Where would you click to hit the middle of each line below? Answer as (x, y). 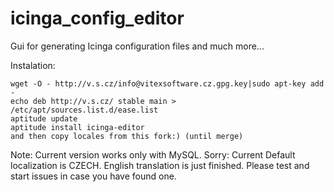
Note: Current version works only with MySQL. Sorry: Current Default (153, 154)
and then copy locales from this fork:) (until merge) (127, 136)
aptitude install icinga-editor (77, 127)
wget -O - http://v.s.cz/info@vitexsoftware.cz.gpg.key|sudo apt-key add (167, 83)
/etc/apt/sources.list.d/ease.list (84, 110)
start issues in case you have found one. (93, 176)
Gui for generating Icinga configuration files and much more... (137, 46)
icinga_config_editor (97, 18)
